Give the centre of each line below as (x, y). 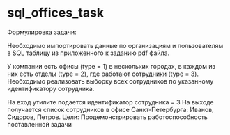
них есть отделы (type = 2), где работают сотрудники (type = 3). (103, 74)
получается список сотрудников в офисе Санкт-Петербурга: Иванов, (110, 109)
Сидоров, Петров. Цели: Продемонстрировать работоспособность (107, 117)
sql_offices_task (56, 13)
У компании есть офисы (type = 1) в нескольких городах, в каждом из (112, 66)
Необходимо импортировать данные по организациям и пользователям (115, 45)
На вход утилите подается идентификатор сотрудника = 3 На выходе (110, 102)
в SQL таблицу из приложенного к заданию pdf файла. (89, 53)
